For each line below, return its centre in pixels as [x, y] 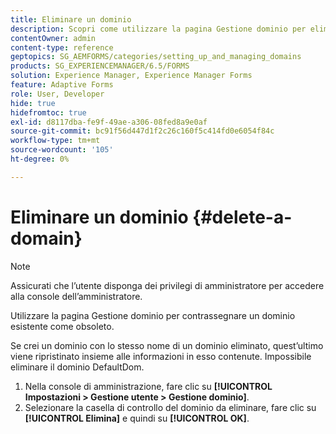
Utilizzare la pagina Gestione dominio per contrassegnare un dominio [153, 315]
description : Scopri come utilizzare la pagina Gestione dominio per [158, 29]
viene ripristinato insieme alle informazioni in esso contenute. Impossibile [161, 356]
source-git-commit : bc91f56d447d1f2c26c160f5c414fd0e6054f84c [142, 131]
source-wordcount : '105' [62, 150]
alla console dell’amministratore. [76, 296]
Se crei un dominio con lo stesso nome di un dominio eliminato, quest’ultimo [167, 345]
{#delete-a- [242, 217]
